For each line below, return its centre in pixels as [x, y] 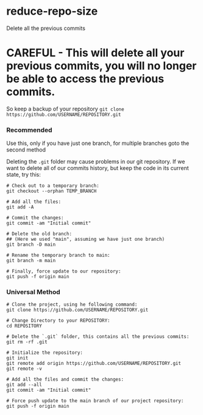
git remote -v [24, 369]
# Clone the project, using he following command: [72, 305]
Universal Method [34, 292]
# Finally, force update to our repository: [64, 271]
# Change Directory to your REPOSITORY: [59, 321]
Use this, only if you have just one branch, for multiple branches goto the [98, 143]
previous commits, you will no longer [101, 66]
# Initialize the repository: [45, 353]
